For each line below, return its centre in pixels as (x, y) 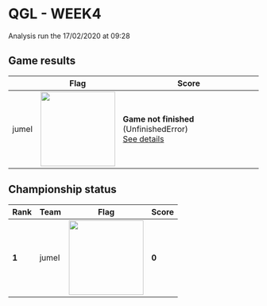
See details (143, 138)
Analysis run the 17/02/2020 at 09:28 (69, 36)
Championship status (62, 190)
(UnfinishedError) (155, 129)
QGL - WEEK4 (55, 14)
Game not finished (159, 118)
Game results (42, 61)
